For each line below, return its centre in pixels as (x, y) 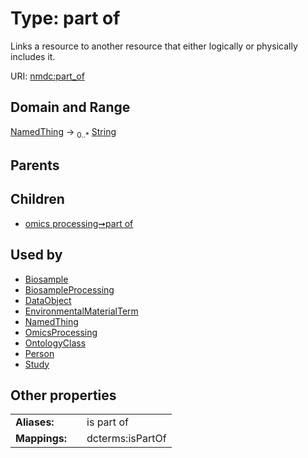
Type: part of (65, 18)
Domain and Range (70, 107)
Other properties (63, 395)
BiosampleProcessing (69, 289)
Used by (36, 255)
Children (37, 199)
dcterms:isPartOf (126, 439)
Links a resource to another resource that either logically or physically (154, 46)
